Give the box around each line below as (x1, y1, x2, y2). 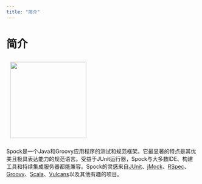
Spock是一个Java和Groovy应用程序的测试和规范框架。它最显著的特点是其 (6, 147, 191, 155)
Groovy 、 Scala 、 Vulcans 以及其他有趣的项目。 (6, 170, 123, 177)
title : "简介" (6, 9, 41, 15)
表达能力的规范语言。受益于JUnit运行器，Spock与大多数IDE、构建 (27, 155, 193, 162)
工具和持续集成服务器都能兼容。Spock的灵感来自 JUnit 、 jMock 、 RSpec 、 (6, 163, 190, 170)
